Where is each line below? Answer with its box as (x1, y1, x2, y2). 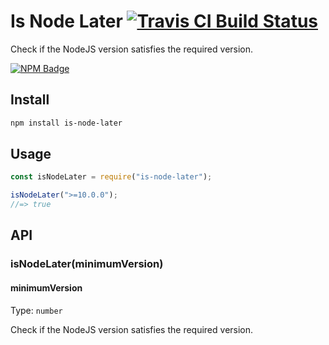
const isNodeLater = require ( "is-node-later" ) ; (10, 172, 213, 182)
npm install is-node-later (10, 118, 123, 128)
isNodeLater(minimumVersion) (10, 257, 164, 271)
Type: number (10, 304, 63, 316)
